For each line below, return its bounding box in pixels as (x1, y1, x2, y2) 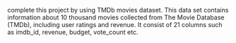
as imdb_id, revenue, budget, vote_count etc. (7, 28, 138, 36)
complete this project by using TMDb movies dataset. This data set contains (7, 6, 229, 14)
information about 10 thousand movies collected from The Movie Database (7, 13, 225, 21)
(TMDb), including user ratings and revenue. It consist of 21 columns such (7, 21, 223, 28)
